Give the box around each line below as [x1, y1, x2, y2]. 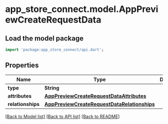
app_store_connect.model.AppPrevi [5, 3, 158, 15]
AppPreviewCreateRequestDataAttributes [44, 92, 146, 99]
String [44, 84, 59, 91]
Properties [5, 61, 39, 69]
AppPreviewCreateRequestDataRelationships [44, 100, 155, 107]
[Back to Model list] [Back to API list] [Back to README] [5, 113, 120, 119]
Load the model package [5, 34, 84, 42]
